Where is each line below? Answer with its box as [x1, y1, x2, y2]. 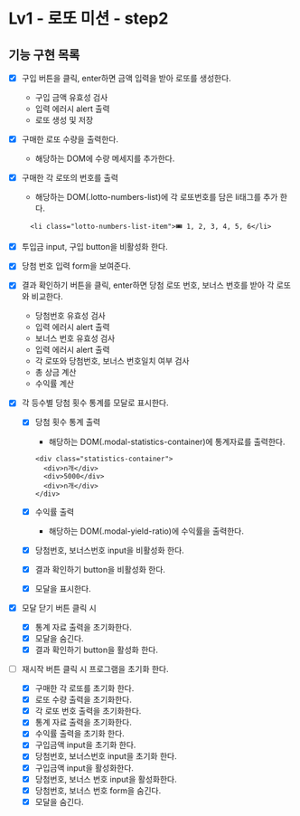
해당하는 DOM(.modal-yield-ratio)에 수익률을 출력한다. [48, 526, 245, 536]
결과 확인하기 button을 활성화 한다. [34, 644, 159, 655]
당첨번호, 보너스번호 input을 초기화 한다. [34, 751, 177, 762]
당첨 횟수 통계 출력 [34, 417, 101, 428]
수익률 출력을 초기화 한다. [34, 728, 126, 739]
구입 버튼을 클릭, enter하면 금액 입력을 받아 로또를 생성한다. [21, 73, 231, 83]
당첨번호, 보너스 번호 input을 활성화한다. [34, 773, 177, 784]
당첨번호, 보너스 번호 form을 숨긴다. [34, 784, 162, 796]
